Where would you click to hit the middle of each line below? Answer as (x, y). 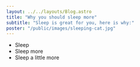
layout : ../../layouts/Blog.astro (49, 12)
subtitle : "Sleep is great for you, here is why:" (70, 23)
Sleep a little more (37, 58)
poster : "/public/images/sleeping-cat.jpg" (61, 28)
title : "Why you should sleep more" (52, 17)
